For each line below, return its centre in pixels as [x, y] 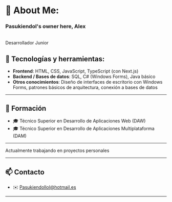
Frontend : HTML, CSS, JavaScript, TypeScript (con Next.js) [76, 71]
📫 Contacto [25, 172]
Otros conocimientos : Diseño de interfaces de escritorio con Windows [88, 82]
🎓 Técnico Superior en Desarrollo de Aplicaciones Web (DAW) [79, 121]
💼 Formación [26, 108]
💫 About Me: [32, 10]
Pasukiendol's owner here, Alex [46, 27]
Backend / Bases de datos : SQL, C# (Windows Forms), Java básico [84, 77]
